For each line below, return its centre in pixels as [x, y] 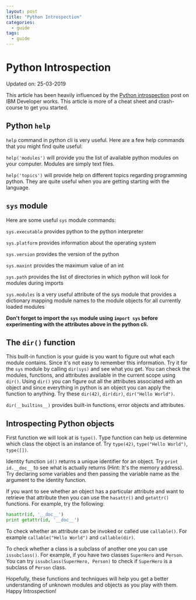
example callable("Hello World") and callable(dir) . [71, 537]
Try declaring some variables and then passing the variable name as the [93, 474]
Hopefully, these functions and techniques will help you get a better [87, 578]
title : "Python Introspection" [44, 17]
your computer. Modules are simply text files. [60, 164]
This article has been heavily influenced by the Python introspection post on [98, 95]
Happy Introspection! [31, 591]
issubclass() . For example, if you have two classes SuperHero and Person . [95, 555]
